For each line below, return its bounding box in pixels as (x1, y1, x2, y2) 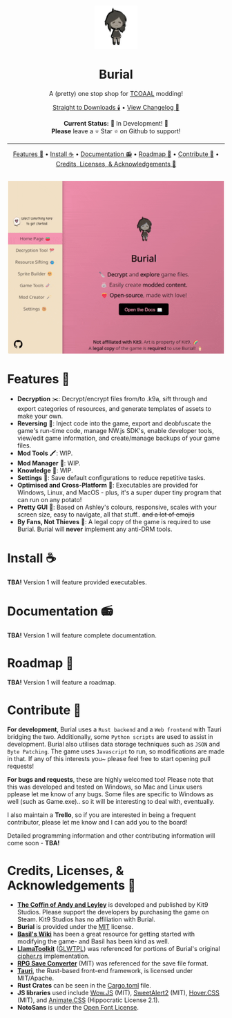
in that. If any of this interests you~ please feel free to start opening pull (7, 754, 211, 762)
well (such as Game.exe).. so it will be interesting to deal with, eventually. (7, 797, 215, 805)
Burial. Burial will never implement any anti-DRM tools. (17, 525, 173, 533)
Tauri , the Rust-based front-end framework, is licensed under (17, 966, 193, 974)
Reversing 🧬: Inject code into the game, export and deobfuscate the (17, 419, 212, 428)
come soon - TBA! (7, 838, 60, 847)
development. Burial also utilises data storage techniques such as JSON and (7, 740, 220, 748)
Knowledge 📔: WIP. (17, 466, 74, 474)
